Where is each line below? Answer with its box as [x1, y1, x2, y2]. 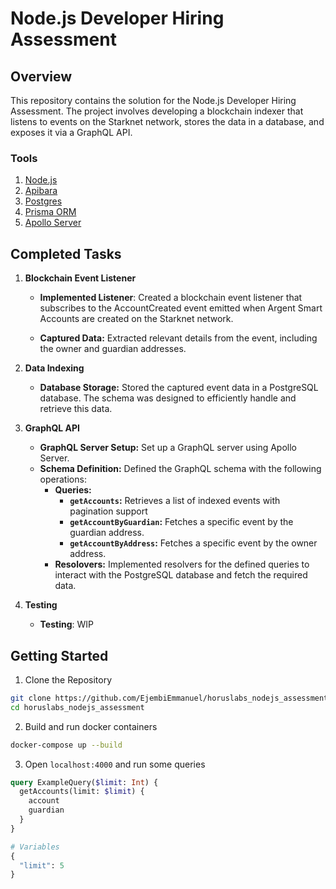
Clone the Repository [24, 673, 113, 686]
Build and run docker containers [24, 720, 158, 732]
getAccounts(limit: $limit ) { [19, 787, 145, 797]
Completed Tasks [10, 245, 122, 262]
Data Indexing [24, 362, 85, 374]
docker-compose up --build [10, 740, 123, 750]
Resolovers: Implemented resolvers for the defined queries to [54, 558, 310, 571]
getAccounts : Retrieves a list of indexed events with [69, 495, 281, 507]
